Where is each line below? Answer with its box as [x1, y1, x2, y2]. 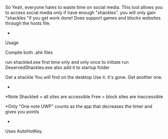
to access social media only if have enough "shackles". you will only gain [5, 10, 156, 16]
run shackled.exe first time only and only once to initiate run [5, 59, 129, 65]
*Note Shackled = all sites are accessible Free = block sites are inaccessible [5, 94, 163, 99]
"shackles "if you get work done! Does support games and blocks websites [5, 15, 161, 21]
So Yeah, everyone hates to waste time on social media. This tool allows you [5, 5, 163, 10]
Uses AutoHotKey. [5, 128, 43, 134]
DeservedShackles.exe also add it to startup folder [5, 65, 110, 70]
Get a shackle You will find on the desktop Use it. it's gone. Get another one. [5, 74, 163, 80]
